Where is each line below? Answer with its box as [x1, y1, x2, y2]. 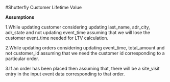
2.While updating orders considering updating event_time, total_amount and [5, 45, 165, 50]
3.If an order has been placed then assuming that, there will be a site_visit [5, 66, 160, 71]
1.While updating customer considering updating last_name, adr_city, [5, 24, 150, 30]
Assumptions [5, 14, 35, 20]
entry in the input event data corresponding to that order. [5, 71, 125, 77]
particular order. [5, 56, 39, 62]
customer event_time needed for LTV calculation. [5, 35, 109, 41]
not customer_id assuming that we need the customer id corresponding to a [5, 50, 165, 56]
